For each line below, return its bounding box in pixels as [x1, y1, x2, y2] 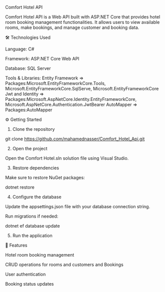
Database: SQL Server [5, 65, 51, 71]
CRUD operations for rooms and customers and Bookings [5, 262, 123, 268]
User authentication [5, 272, 46, 277]
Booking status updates [5, 281, 54, 287]
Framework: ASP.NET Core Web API [5, 56, 79, 61]
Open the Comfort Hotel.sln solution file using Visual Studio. [5, 155, 129, 161]
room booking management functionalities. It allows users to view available [5, 19, 160, 25]
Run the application [12, 233, 52, 239]
